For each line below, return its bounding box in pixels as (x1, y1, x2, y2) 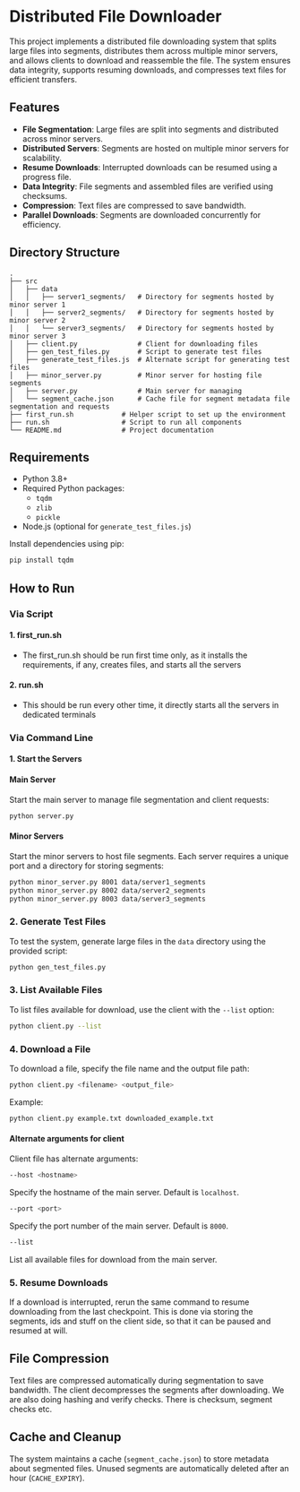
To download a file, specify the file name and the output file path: (9, 1064, 250, 1074)
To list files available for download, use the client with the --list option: (9, 1004, 275, 1014)
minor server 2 (9, 315, 66, 324)
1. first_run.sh (9, 630, 63, 641)
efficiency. (21, 219, 61, 229)
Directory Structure (9, 245, 121, 261)
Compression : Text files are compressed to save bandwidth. (21, 200, 246, 211)
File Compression (9, 1351, 109, 1367)
